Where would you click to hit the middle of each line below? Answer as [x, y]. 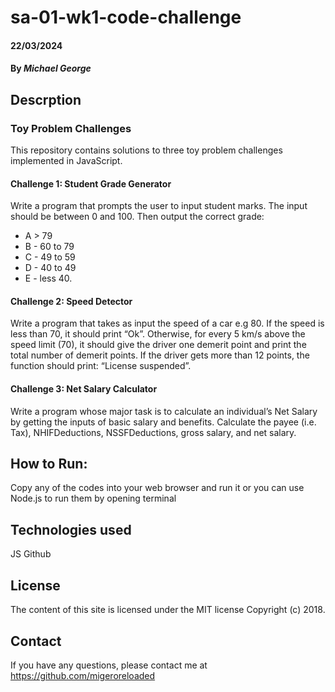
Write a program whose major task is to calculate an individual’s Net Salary [164, 411]
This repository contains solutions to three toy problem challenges [146, 150]
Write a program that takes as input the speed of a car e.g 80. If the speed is [167, 323]
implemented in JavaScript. [66, 161]
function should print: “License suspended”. [101, 366]
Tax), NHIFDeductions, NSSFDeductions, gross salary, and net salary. [153, 432]
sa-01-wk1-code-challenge [126, 17]
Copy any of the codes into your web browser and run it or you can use [157, 488]
